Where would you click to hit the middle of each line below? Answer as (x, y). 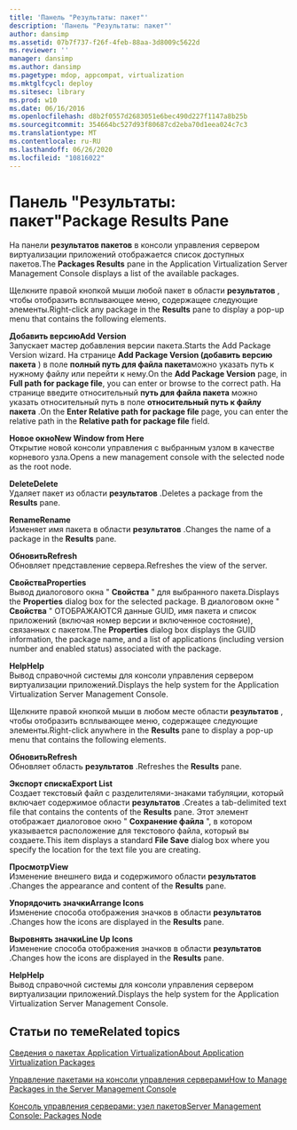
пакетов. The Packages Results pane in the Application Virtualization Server (148, 264)
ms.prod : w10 (33, 100)
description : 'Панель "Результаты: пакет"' (91, 26)
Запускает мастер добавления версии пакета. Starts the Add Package (140, 346)
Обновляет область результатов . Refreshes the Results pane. (125, 767)
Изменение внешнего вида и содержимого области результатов (133, 877)
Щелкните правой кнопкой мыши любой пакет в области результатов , (145, 290)
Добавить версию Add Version (68, 336)
